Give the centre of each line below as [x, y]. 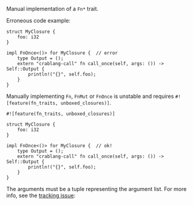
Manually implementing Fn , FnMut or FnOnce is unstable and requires [90, 96]
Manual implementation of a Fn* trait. [52, 9]
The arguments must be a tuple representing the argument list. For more [96, 189]
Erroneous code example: [39, 20]
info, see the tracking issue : [41, 195]
